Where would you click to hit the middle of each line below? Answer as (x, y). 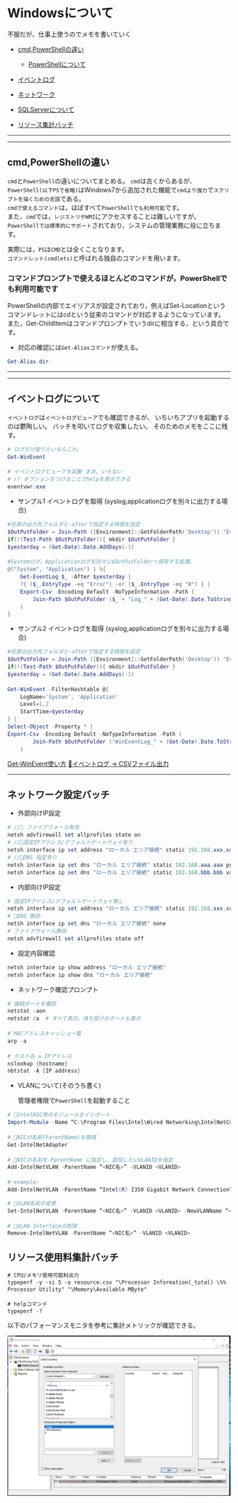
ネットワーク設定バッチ (58, 795)
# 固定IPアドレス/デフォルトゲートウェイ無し (66, 901)
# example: (23, 1182)
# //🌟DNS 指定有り (32, 857)
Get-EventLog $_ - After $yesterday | (76, 577)
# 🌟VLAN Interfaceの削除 (42, 1226)
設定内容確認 (36, 953)
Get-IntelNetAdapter (38, 1145)
